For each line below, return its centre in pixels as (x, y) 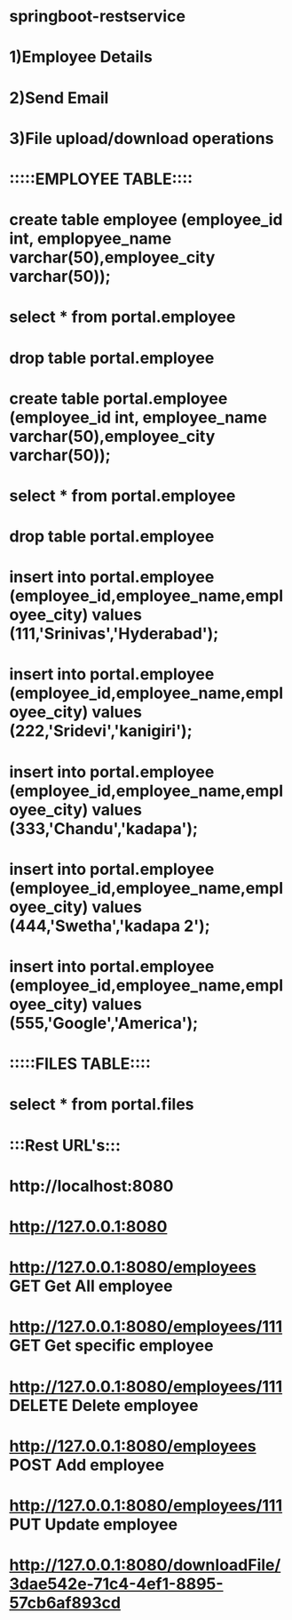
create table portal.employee (118, 398)
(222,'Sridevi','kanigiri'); (101, 731)
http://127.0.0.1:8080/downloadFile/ (145, 1565)
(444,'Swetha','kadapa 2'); (110, 926)
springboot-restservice (98, 16)
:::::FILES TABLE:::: (80, 1064)
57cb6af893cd (65, 1603)
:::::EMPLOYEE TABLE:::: (101, 179)
